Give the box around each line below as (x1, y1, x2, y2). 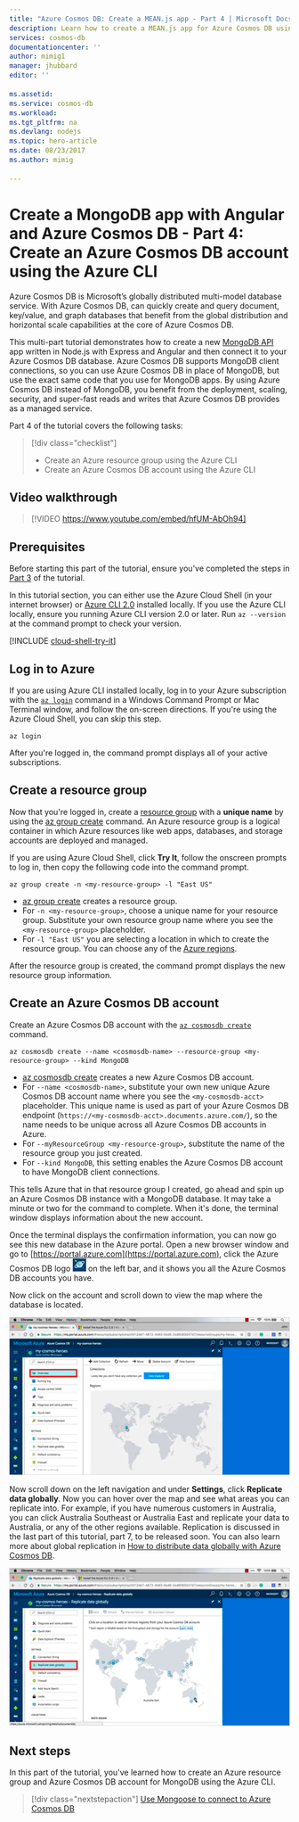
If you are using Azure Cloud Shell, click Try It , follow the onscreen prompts (9, 852, 287, 862)
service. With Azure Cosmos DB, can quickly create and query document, (9, 300, 280, 311)
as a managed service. (9, 402, 93, 414)
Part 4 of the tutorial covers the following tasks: (9, 420, 184, 431)
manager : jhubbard (9, 62, 77, 70)
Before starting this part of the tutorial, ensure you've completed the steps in (9, 563, 290, 574)
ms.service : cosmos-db (9, 99, 93, 108)
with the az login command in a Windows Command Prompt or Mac (9, 695, 260, 705)
